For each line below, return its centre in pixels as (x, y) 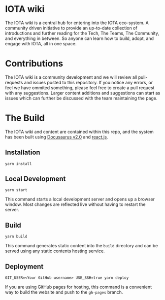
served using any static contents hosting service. (55, 251)
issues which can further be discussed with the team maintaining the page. (81, 98)
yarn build (16, 237)
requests (14, 82)
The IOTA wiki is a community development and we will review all (71, 77)
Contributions (34, 64)
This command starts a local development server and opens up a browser (80, 199)
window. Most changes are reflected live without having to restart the (75, 204)
